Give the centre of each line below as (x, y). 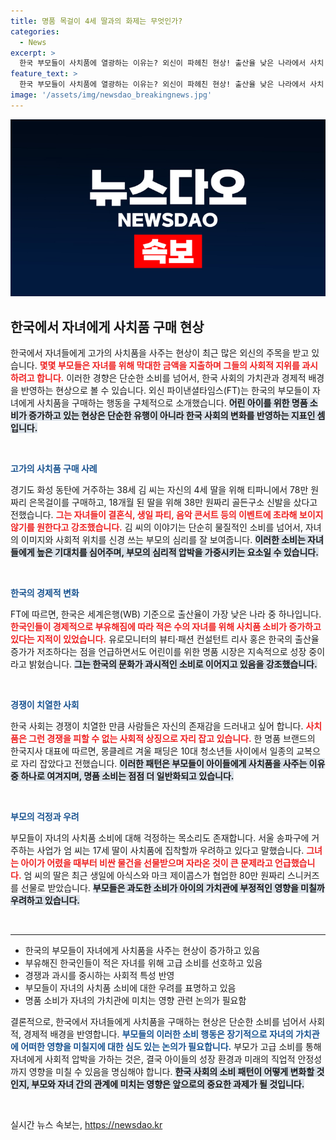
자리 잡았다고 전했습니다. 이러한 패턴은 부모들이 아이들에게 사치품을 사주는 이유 (173, 764)
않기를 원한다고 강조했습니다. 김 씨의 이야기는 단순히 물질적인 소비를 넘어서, (156, 527)
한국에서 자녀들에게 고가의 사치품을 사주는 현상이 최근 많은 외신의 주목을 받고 (160, 353)
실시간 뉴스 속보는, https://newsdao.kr (86, 1125)
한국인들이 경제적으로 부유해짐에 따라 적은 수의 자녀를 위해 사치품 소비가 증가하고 (166, 627)
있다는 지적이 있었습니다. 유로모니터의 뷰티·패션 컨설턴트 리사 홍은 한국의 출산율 (165, 639)
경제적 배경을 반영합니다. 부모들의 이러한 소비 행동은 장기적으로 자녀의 (158, 1034)
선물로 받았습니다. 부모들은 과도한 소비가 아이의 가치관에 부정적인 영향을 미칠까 (172, 888)
